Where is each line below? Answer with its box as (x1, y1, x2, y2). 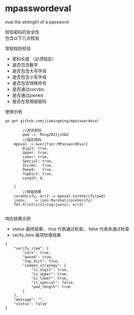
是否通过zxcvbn (12, 86, 44, 92)
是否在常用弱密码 (12, 98, 47, 104)
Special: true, (22, 159, 54, 164)
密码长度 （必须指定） (12, 56, 57, 61)
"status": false (14, 301, 47, 306)
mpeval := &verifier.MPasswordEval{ (14, 142, 89, 147)
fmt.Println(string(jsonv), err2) (14, 202, 84, 207)
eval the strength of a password (5, 19, 69, 25)
